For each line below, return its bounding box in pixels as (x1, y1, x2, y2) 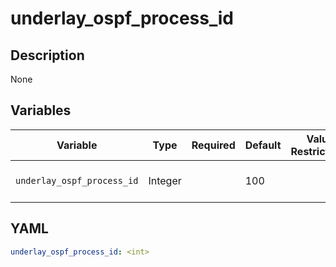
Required (191, 138, 236, 152)
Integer (148, 173, 182, 187)
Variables (10, 102, 72, 119)
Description (10, 47, 85, 64)
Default (244, 138, 282, 152)
